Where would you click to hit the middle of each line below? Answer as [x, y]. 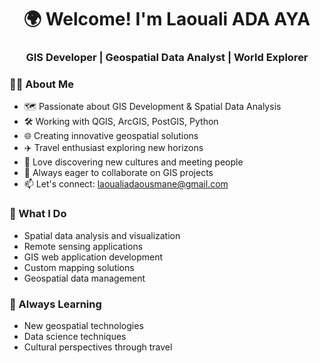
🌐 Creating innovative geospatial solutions [111, 136]
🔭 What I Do [38, 214]
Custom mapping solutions [79, 267]
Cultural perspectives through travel [98, 347]
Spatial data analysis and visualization [102, 235]
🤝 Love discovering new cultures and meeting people [133, 162]
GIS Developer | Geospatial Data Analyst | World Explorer [167, 58]
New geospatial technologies [83, 325]
